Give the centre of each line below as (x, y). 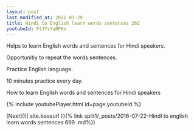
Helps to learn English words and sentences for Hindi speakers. (86, 46)
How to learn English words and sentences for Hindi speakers (84, 93)
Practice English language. (40, 69)
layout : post (23, 12)
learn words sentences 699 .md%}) (51, 123)
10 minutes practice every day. (45, 81)
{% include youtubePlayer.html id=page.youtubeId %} (74, 104)
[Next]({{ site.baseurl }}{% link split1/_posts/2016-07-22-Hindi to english (97, 116)
